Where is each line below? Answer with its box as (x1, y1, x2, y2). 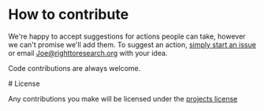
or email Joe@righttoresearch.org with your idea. (8, 48, 168, 57)
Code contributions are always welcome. (8, 63, 141, 72)
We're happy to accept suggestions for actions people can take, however (8, 31, 246, 41)
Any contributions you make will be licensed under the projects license (8, 94, 238, 103)
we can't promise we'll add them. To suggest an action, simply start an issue (8, 39, 256, 49)
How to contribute (8, 6, 129, 24)
